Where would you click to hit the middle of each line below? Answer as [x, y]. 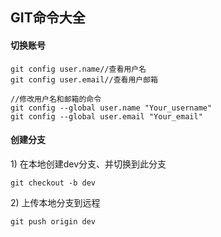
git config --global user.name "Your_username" [111, 108]
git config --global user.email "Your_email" [106, 116]
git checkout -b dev [53, 183]
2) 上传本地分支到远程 [55, 202]
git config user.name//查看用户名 [78, 69]
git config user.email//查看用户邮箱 [84, 79]
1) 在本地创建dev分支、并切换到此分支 [88, 164]
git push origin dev [53, 221]
